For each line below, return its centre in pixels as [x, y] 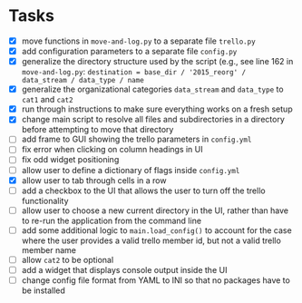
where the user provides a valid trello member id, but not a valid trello [151, 240]
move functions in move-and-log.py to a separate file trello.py [138, 41]
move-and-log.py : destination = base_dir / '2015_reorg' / [134, 72]
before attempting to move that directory [97, 130]
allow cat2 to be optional [68, 259]
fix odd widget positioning [70, 160]
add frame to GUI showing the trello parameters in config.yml [136, 139]
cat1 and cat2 [47, 100]
